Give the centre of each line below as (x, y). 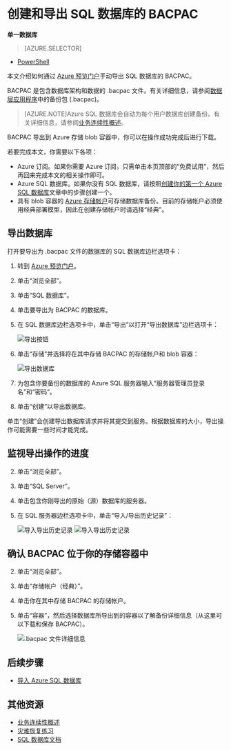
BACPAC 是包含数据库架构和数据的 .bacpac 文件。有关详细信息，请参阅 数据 (115, 90)
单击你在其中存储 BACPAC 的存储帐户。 (73, 601)
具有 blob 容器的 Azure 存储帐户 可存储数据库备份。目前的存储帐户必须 (117, 201)
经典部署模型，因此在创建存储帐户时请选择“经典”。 (96, 209)
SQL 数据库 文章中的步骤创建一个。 (66, 192)
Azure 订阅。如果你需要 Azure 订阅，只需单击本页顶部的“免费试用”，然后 (121, 166)
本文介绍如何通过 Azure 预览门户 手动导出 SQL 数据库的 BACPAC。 (101, 76)
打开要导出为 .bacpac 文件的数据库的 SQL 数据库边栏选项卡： (94, 251)
